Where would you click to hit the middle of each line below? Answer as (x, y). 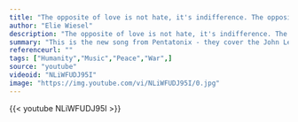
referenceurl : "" (41, 50)
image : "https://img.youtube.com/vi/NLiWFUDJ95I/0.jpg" (114, 83)
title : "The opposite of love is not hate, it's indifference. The (137, 17)
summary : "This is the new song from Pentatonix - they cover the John (144, 42)
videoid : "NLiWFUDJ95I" (53, 75)
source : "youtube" (43, 67)
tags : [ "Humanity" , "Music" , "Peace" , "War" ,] (91, 58)
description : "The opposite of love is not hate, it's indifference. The (149, 34)
